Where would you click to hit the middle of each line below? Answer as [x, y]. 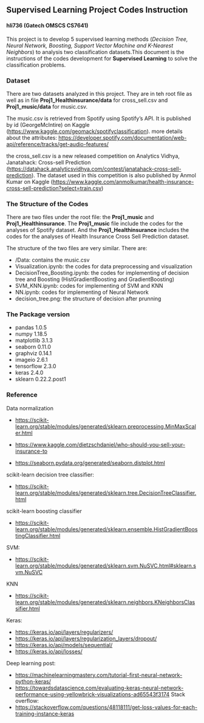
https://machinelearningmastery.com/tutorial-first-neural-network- [99, 675]
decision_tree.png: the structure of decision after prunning [88, 299]
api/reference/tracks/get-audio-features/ [58, 144]
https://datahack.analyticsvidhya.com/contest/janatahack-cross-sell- [95, 169]
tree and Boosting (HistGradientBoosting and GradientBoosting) [95, 279]
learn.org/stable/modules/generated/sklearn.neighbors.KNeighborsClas [105, 602]
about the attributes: [32, 137]
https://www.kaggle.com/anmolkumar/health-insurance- [123, 182]
